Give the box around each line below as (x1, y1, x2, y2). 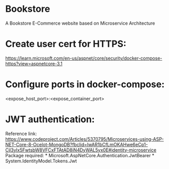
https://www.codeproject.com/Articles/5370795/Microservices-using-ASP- (5, 136, 164, 142)
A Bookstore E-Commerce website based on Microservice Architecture (5, 20, 155, 26)
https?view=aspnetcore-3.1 (5, 60, 62, 67)
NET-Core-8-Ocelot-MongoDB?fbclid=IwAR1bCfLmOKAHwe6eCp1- (5, 141, 148, 147)
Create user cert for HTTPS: (5, 38, 126, 50)
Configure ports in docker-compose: (5, 79, 165, 90)
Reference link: (5, 130, 37, 137)
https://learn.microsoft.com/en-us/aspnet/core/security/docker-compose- (5, 55, 162, 61)
